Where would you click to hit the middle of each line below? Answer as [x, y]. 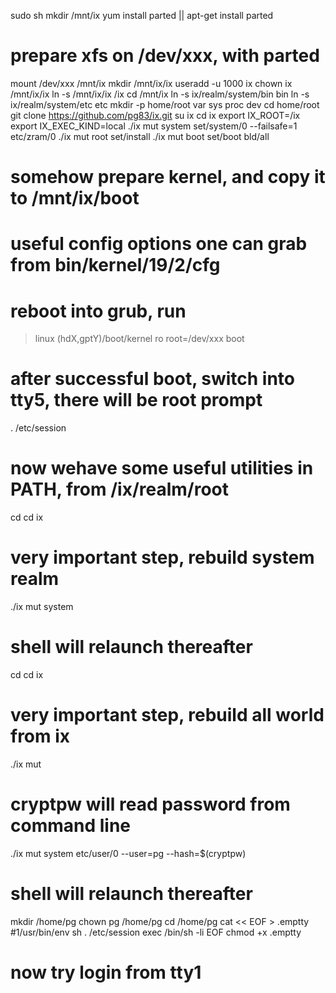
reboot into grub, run [98, 311]
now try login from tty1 [106, 972]
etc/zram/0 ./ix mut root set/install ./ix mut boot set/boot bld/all [140, 136]
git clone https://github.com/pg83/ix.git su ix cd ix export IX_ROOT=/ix [155, 115]
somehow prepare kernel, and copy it [168, 177]
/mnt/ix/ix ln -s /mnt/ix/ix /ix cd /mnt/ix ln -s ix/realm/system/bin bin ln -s [160, 94]
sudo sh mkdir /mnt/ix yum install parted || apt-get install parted [142, 15]
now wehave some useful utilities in [162, 468]
